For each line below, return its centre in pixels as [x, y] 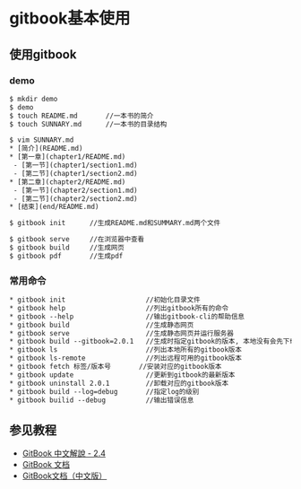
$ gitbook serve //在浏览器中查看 [77, 240]
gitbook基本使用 [70, 18]
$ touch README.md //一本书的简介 [82, 116]
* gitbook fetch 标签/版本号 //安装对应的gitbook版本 [116, 367]
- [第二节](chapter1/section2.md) [75, 173]
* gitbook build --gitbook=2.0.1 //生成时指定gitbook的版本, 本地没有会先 [146, 342]
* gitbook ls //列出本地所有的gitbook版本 [125, 350]
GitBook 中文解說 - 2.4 [64, 453]
